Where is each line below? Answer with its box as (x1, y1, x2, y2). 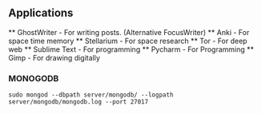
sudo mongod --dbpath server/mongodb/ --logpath (8, 91, 174, 99)
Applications (8, 6, 74, 20)
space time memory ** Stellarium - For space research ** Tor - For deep (8, 36, 248, 45)
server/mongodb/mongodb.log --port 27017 (8, 98, 149, 106)
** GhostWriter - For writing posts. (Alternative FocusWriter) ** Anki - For (8, 27, 250, 37)
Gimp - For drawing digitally (8, 53, 100, 62)
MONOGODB (8, 73, 59, 84)
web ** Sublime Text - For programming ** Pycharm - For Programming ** (8, 44, 255, 54)
